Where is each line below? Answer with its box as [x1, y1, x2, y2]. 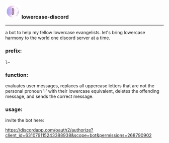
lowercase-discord [21, 13, 69, 20]
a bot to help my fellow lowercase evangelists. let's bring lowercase [5, 30, 145, 36]
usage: [5, 106, 23, 113]
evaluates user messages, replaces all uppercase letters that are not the [5, 82, 155, 89]
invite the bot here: [5, 117, 44, 123]
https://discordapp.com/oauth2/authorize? [5, 127, 94, 133]
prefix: [5, 47, 22, 54]
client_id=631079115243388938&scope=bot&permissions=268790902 [5, 132, 152, 138]
